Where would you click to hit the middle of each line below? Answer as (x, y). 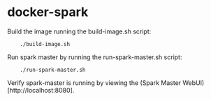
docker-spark (48, 12)
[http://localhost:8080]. (41, 90)
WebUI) (194, 83)
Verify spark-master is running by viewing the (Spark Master (94, 83)
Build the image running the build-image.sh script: (79, 31)
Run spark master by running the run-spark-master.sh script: (95, 57)
